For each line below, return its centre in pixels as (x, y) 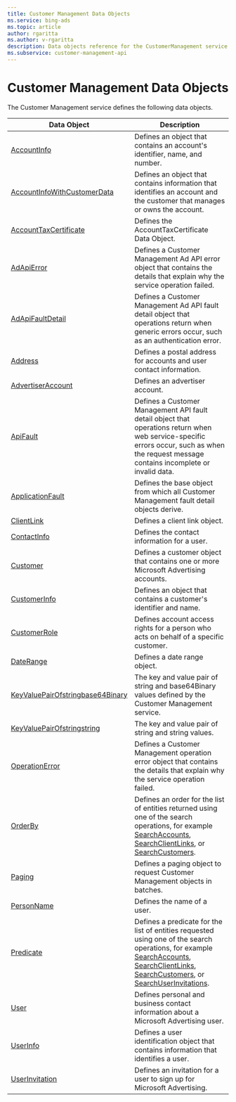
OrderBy (25, 826)
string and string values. (174, 732)
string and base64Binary (175, 686)
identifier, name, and (168, 154)
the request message (169, 454)
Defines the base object (173, 482)
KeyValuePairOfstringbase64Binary (69, 695)
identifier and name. (168, 608)
